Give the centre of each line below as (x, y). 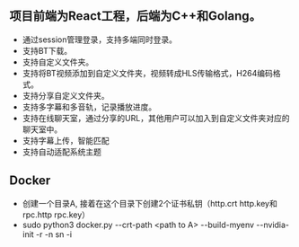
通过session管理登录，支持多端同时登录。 (100, 40)
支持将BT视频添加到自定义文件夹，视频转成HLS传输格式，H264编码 (148, 73)
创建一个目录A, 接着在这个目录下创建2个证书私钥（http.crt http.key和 (150, 203)
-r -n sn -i (54, 234)
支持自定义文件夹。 (58, 62)
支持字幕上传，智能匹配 (66, 140)
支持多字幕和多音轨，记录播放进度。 (89, 107)
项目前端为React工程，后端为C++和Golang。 (136, 16)
